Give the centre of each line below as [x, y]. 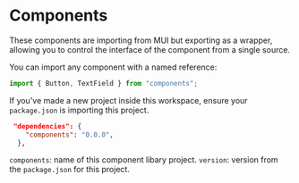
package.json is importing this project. [79, 110]
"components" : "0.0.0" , [70, 135]
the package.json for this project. [69, 170]
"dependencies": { [47, 126]
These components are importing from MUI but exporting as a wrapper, [141, 40]
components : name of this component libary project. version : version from [144, 160]
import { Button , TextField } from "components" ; [104, 83]
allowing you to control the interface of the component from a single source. [150, 49]
